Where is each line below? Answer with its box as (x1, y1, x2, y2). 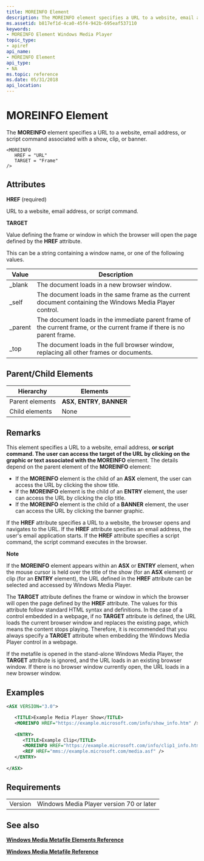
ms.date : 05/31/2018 (6, 77, 59, 83)
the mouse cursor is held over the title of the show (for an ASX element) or (6, 568, 193, 576)
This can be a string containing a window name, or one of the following (6, 249, 184, 256)
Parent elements (9, 397, 56, 405)
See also (6, 820, 39, 831)
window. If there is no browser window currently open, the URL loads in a (6, 663, 189, 671)
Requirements (6, 783, 61, 793)
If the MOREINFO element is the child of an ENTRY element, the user (15, 488, 188, 495)
